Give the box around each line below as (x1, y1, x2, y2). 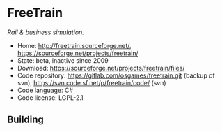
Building (7, 114, 44, 126)
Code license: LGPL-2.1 (17, 93, 84, 102)
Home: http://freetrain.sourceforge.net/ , (17, 41, 132, 50)
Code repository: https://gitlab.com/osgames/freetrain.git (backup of (17, 71, 216, 80)
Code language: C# (17, 86, 74, 94)
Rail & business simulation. (7, 28, 85, 36)
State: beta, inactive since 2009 (17, 56, 109, 64)
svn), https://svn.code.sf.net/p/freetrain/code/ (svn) (17, 78, 166, 87)
